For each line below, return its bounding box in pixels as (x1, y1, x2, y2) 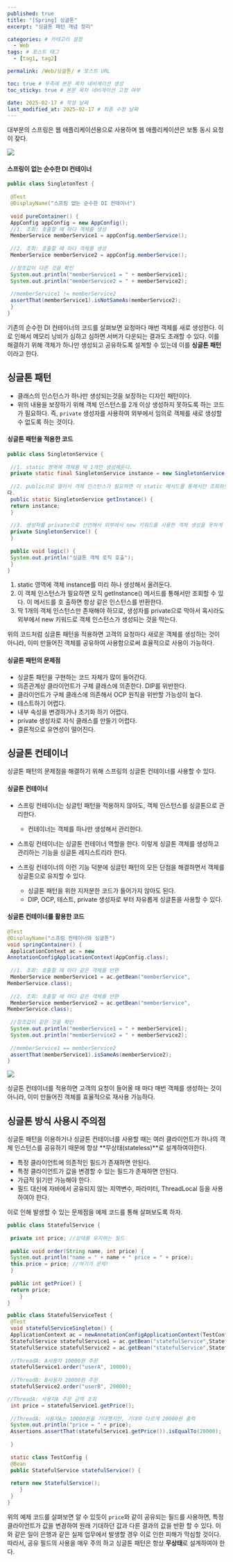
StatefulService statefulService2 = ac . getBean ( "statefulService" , (10, 1344, 209, 1351)
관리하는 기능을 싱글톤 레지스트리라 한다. (17, 848, 127, 856)
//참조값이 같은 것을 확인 (10, 1019, 74, 1026)
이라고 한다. (7, 349, 40, 358)
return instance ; (10, 502, 60, 509)
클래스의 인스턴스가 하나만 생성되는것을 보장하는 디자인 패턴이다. (17, 391, 192, 400)
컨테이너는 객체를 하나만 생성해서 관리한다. (27, 824, 144, 833)
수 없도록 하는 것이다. (17, 417, 75, 426)
